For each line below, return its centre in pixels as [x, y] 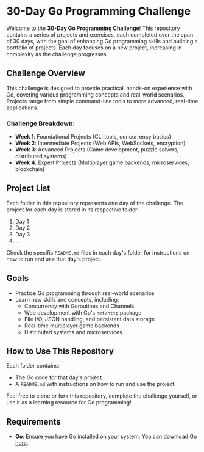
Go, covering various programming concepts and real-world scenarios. [95, 94]
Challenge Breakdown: [40, 123]
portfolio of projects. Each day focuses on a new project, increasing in [94, 48]
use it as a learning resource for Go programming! [69, 403]
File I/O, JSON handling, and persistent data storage [90, 319]
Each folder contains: [33, 366]
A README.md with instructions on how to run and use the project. [96, 384]
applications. [22, 108]
